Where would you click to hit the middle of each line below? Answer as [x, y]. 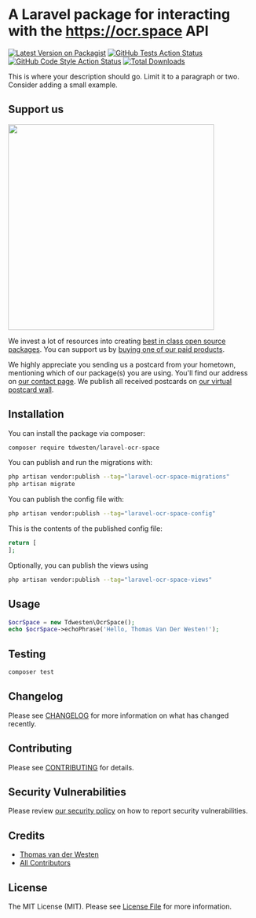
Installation [36, 414]
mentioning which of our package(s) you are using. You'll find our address [128, 373]
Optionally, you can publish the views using [78, 565]
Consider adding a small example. [63, 85]
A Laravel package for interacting [119, 15]
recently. [22, 723]
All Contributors [45, 863]
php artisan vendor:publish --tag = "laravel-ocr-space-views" [110, 580]
